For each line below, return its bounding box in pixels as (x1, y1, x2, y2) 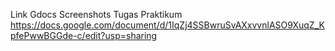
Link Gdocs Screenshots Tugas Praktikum (10, 9, 183, 20)
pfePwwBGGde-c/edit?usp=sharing (10, 30, 158, 41)
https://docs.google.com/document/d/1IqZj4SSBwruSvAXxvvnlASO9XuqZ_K (10, 19, 325, 31)
